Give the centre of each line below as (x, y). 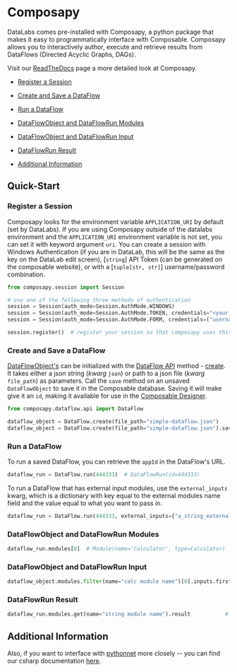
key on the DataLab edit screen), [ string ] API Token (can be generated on (115, 259)
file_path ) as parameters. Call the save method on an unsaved (99, 381)
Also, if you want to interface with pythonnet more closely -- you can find (114, 654)
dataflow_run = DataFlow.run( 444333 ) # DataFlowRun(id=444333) (104, 475)
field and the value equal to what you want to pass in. (85, 503)
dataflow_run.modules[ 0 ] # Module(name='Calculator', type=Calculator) (116, 549)
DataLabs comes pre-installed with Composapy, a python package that (110, 32)
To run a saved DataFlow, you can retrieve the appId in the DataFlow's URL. (116, 462)
